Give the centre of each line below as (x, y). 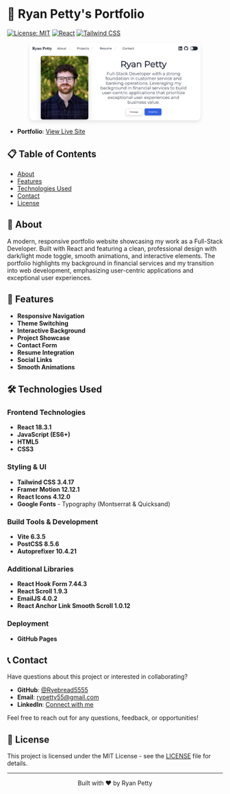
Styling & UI (27, 467)
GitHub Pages (37, 639)
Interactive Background (51, 330)
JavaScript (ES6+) (43, 435)
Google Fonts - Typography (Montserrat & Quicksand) (94, 503)
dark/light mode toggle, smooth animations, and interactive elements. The (111, 256)
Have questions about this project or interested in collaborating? (98, 677)
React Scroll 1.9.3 (42, 591)
